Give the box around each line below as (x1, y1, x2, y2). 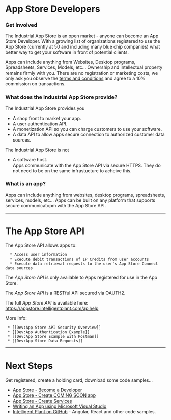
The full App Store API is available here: (5, 300, 88, 306)
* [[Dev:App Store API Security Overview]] (7, 325, 101, 330)
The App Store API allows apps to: (5, 242, 77, 248)
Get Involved (5, 21, 38, 29)
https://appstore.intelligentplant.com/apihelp (5, 305, 99, 312)
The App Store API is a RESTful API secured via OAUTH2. (5, 290, 126, 296)
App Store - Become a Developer (12, 387, 82, 393)
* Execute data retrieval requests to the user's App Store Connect (10, 261, 158, 266)
